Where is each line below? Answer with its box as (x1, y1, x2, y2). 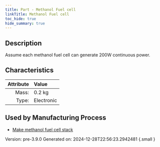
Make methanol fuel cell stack (12, 126, 73, 132)
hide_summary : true (5, 21, 45, 26)
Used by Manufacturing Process (5, 114, 107, 122)
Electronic (33, 97, 58, 103)
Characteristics (5, 66, 54, 74)
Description (5, 39, 42, 47)
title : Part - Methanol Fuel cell (5, 7, 76, 12)
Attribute (7, 80, 30, 87)
